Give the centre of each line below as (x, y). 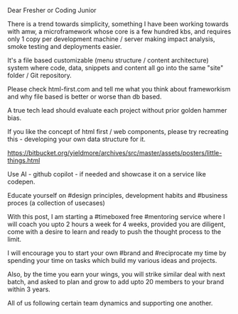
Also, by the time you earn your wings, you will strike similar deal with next (117, 274)
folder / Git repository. (40, 75)
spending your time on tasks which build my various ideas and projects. (112, 260)
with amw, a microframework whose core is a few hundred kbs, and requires (119, 32)
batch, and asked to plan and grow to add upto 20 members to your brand (116, 282)
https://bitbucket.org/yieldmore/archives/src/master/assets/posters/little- (115, 153)
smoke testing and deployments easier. (65, 46)
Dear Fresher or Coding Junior (52, 10)
